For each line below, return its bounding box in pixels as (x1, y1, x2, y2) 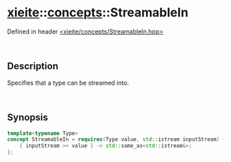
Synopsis (7, 111, 48, 124)
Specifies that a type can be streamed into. (7, 79, 129, 87)
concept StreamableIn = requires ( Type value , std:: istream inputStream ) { (7, 136, 226, 143)
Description (7, 60, 58, 72)
